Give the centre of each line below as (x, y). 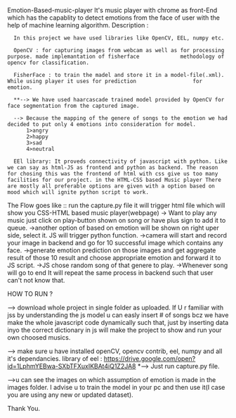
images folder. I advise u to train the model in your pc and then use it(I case (116, 387)
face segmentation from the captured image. (73, 106)
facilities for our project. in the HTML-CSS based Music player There (114, 180)
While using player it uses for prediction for (105, 81)
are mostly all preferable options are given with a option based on (111, 186)
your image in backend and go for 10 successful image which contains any (115, 243)
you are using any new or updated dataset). (70, 395)
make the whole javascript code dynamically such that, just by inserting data (118, 322)
